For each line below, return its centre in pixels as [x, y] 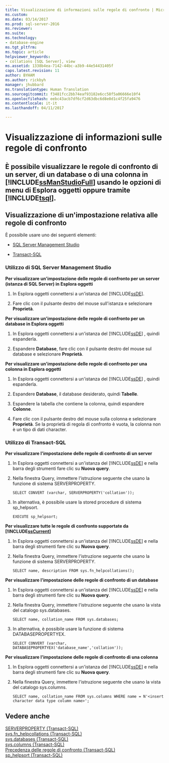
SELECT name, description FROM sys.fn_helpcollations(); [73, 571]
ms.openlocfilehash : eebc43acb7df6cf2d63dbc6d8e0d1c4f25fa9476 [73, 99]
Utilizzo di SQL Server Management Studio [58, 268]
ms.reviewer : [19, 29]
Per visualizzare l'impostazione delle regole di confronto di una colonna [82, 657]
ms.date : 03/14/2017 [27, 19]
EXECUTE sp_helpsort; [35, 517]
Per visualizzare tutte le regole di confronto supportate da [67, 526]
